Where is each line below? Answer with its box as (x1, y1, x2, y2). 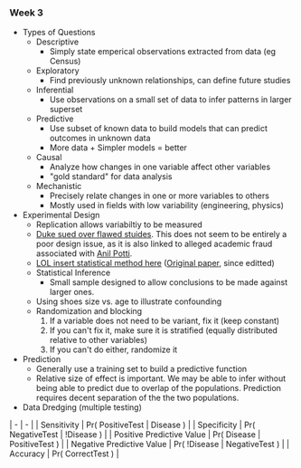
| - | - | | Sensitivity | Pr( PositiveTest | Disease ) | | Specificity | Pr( (9, 419, 256, 431)
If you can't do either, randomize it (49, 344, 178, 355)
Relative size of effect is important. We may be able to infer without (35, 373, 287, 384)
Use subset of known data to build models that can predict (49, 123, 268, 134)
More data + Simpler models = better (49, 142, 188, 153)
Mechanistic (35, 181, 82, 192)
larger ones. (49, 287, 95, 298)
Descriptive (35, 36, 80, 47)
